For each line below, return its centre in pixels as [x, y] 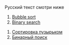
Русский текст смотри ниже [34, 7]
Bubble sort [24, 17]
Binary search [26, 22]
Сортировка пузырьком [37, 32]
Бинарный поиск [30, 37]
